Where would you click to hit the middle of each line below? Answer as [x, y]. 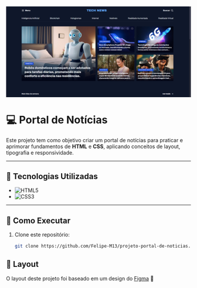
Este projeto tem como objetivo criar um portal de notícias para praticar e [95, 140]
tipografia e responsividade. [40, 152]
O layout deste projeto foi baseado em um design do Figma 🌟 [80, 278]
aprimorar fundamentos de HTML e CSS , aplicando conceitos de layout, [93, 146]
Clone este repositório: [42, 235]
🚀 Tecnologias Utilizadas [52, 176]
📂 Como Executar [38, 220]
